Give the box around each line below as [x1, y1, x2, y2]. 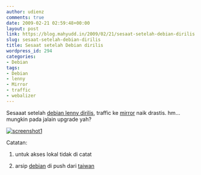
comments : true [6, 14, 45, 20]
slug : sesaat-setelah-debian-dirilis [6, 37, 101, 43]
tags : [6, 64, 20, 71]
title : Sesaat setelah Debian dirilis [6, 43, 104, 49]
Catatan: [6, 139, 28, 146]
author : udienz [6, 8, 45, 15]
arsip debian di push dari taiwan [14, 162, 95, 169]
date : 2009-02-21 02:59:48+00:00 [6, 20, 90, 26]
